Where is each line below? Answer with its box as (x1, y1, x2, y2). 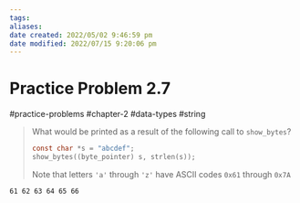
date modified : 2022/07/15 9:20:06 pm (9, 38, 157, 48)
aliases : (9, 22, 43, 31)
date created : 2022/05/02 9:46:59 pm (9, 30, 153, 39)
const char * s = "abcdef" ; (31, 144, 135, 154)
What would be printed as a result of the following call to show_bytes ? (31, 126, 292, 137)
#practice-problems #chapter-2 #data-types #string (9, 109, 206, 120)
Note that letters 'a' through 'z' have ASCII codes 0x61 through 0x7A (31, 168, 292, 179)
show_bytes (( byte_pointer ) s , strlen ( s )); (31, 153, 196, 162)
